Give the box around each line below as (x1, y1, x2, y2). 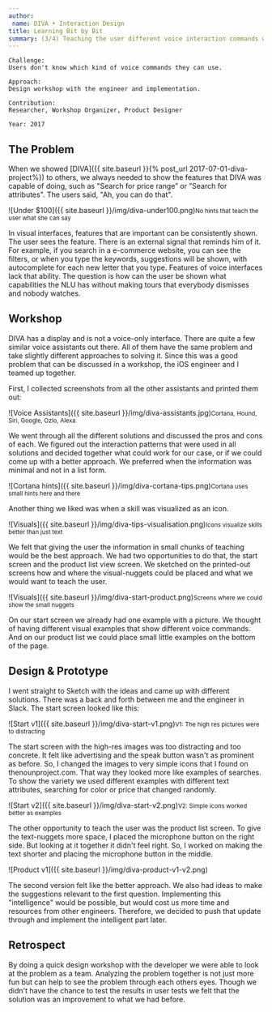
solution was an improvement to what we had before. (8, 994, 186, 1004)
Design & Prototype (8, 664, 108, 678)
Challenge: (8, 57, 45, 65)
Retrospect (8, 938, 66, 952)
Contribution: (8, 99, 57, 108)
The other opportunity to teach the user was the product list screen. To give (8, 823, 261, 833)
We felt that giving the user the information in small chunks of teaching (8, 542, 244, 552)
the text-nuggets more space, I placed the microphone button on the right (8, 831, 255, 841)
